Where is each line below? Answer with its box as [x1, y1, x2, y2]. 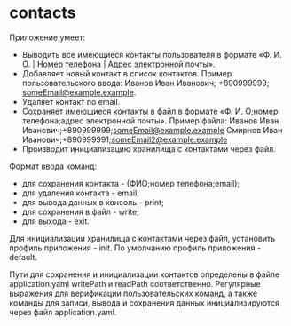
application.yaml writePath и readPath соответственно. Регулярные [9, 278, 261, 289]
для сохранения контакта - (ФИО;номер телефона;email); [21, 178, 240, 188]
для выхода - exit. [21, 216, 90, 227]
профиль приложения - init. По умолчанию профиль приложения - [9, 243, 262, 253]
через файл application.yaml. [9, 306, 117, 317]
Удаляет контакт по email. [21, 96, 121, 107]
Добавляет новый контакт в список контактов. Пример [21, 68, 232, 78]
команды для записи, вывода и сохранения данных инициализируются [9, 297, 279, 308]
